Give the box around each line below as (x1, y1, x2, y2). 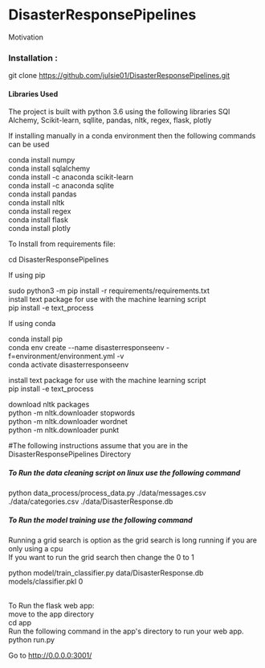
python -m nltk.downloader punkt (8, 425, 120, 435)
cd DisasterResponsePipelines (8, 255, 109, 265)
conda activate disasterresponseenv (8, 360, 129, 369)
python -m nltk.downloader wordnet (8, 417, 128, 427)
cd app (8, 618, 32, 628)
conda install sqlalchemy (8, 163, 91, 174)
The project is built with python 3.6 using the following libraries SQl (8, 107, 230, 117)
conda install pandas (8, 189, 77, 199)
